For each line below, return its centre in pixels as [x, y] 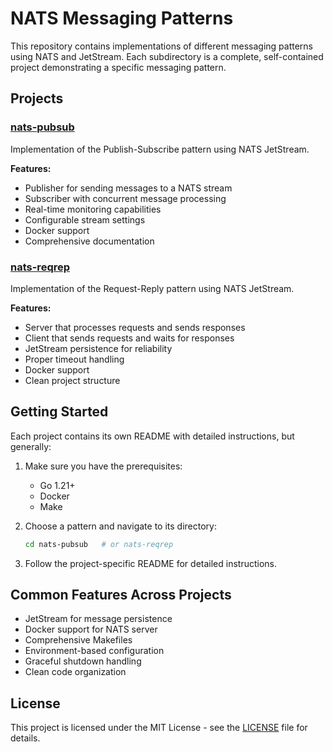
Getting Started [59, 412]
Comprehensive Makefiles [78, 640]
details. [25, 738]
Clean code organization [75, 672]
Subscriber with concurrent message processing [125, 198]
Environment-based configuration [94, 651]
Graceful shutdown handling [83, 661]
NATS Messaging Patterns [122, 18]
